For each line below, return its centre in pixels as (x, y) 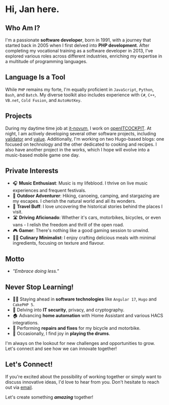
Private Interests (32, 171)
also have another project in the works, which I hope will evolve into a (77, 149)
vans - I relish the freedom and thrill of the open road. (68, 225)
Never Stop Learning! (40, 287)
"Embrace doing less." (36, 271)
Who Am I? (23, 28)
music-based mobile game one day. (42, 155)
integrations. (25, 323)
